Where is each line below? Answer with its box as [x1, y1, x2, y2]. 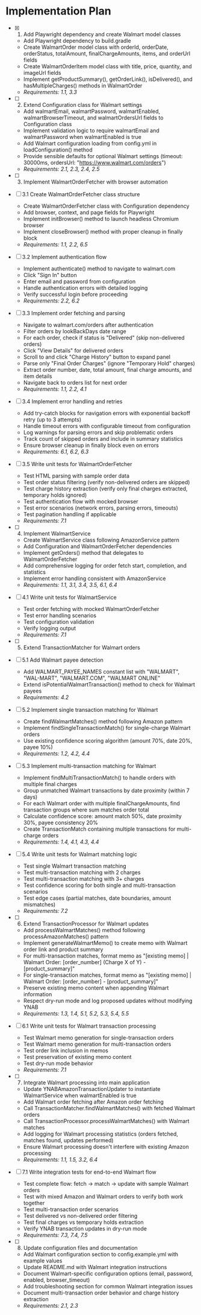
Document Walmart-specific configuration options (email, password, [23, 1270, 193, 1277]
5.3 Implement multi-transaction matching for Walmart [22, 762, 156, 769]
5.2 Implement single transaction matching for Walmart [22, 706, 158, 713]
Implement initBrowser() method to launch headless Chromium [23, 215, 179, 222]
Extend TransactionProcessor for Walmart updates [23, 920, 149, 927]
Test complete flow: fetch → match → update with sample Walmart [23, 1180, 189, 1187]
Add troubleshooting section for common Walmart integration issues [23, 1282, 193, 1290]
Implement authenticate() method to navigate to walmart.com [23, 264, 176, 272]
